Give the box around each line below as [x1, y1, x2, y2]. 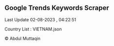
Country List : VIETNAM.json [4, 26, 62, 32]
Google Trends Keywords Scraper [4, 4, 109, 12]
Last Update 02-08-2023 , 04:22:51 [4, 16, 76, 22]
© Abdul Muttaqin [4, 35, 41, 41]
